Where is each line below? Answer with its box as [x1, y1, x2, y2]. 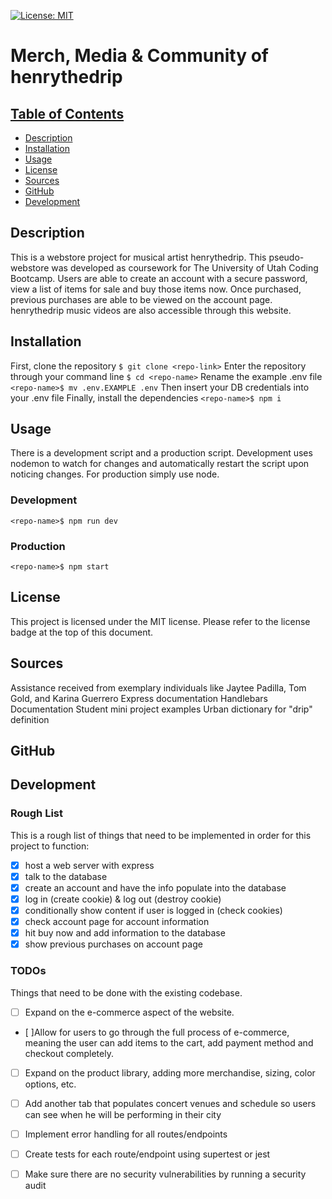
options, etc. [24, 1078, 77, 1090]
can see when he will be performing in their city [24, 1108, 222, 1120]
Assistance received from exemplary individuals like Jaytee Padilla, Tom [10, 681, 307, 694]
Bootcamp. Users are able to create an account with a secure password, [10, 272, 308, 284]
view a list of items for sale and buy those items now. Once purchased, [10, 283, 302, 295]
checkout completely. [24, 1047, 114, 1059]
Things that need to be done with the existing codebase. [10, 986, 243, 999]
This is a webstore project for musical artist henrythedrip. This [10, 251, 267, 263]
